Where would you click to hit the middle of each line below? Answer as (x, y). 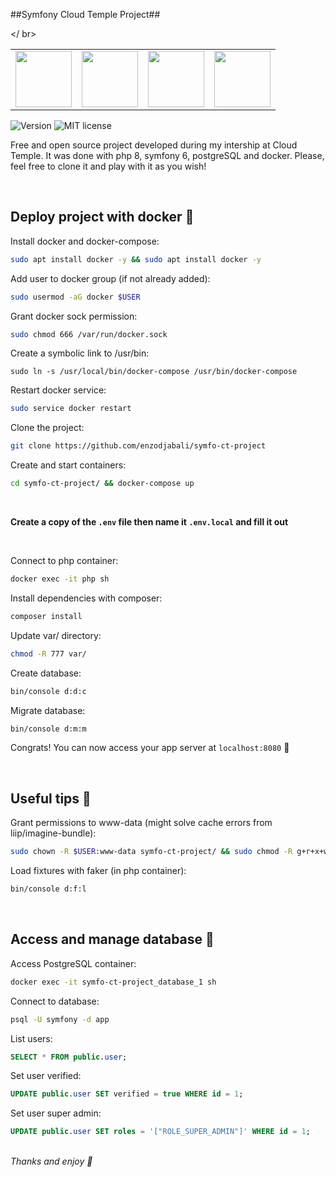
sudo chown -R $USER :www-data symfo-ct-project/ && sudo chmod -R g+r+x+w (169, 852)
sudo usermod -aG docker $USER (75, 297)
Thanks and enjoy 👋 (51, 1161)
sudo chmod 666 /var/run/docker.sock (89, 334)
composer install (46, 616)
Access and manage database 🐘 (112, 939)
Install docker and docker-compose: (85, 241)
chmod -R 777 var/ (48, 654)
